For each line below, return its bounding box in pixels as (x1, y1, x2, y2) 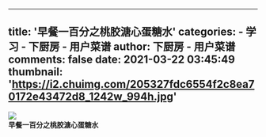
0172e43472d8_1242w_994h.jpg (8, 90, 174, 104)
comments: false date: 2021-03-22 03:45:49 (8, 53, 235, 67)
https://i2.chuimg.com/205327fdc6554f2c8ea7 (11, 78, 255, 91)
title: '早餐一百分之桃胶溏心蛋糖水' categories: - (8, 25, 244, 39)
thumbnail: (8, 65, 63, 79)
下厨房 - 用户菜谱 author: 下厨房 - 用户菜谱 (28, 40, 236, 54)
